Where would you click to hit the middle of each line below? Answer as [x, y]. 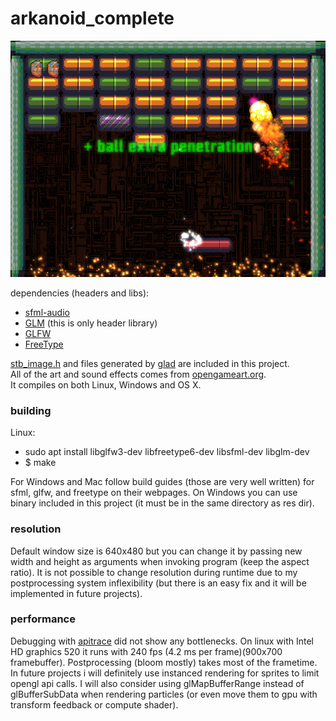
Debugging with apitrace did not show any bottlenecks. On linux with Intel [162, 641]
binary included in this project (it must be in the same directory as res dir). [162, 503]
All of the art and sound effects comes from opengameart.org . [138, 374]
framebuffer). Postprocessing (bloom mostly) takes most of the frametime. [164, 662]
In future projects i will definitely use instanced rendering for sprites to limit [165, 673]
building [31, 410]
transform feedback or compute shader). [94, 704]
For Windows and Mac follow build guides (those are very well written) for [162, 482]
